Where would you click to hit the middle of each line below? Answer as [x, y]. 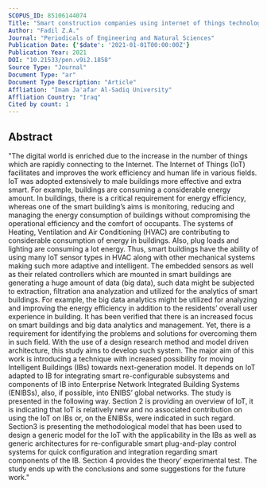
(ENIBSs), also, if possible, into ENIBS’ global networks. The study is [120, 392]
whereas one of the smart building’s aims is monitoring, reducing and [121, 206]
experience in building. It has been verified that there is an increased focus [131, 316]
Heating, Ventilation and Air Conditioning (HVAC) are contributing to [119, 232]
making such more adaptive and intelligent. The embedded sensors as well [131, 265]
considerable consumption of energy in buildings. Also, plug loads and [124, 240]
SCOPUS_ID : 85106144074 [48, 16]
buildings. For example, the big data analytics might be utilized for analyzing [133, 299]
